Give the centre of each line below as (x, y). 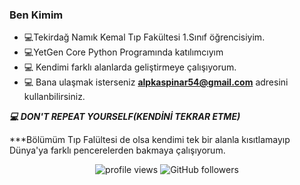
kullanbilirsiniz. (54, 97)
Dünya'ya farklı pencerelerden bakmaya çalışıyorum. (117, 150)
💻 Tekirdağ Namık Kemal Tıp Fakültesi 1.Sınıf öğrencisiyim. (144, 37)
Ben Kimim (36, 15)
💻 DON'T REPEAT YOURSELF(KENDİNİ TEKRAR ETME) (125, 117)
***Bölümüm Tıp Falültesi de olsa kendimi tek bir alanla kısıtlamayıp (150, 140)
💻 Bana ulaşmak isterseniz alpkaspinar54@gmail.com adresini (156, 82)
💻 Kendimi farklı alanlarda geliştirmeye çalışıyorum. (130, 67)
